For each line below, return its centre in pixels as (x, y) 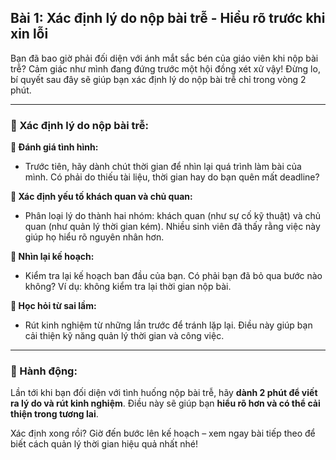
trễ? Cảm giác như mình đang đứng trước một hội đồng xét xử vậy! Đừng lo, (165, 68)
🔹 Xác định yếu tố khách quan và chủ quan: (101, 197)
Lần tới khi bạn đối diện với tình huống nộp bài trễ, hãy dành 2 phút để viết (164, 393)
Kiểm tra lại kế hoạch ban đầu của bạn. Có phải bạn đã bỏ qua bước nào (173, 276)
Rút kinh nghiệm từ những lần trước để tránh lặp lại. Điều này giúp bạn (168, 325)
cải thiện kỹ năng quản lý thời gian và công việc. (124, 336)
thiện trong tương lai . (54, 414)
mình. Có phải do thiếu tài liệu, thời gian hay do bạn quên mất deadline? (172, 177)
